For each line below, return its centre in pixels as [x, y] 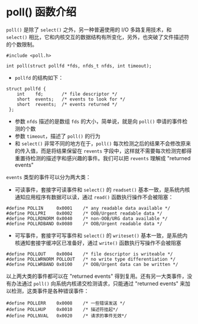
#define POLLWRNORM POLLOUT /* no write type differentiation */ [91, 259]
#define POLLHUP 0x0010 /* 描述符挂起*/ [62, 309]
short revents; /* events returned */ [67, 104]
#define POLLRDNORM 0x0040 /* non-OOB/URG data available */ [87, 218]
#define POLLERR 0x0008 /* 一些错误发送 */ [66, 303]
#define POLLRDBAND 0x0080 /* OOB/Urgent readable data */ [84, 223]
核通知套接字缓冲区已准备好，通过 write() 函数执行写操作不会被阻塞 [98, 242]
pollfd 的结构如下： [39, 77]
